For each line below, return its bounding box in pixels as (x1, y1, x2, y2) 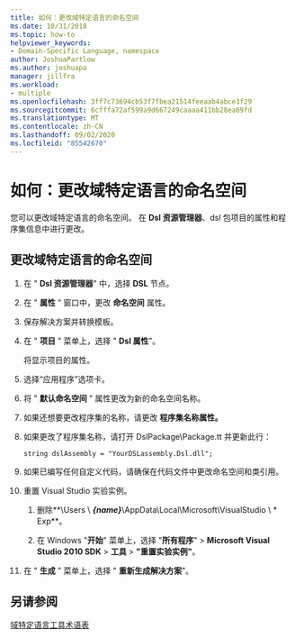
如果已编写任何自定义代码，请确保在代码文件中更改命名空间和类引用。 (22, 466, 284, 477)
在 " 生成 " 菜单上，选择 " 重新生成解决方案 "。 (22, 565, 194, 576)
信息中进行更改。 (25, 223, 89, 234)
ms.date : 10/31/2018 (10, 22, 88, 31)
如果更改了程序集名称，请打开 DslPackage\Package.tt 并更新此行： (22, 431, 273, 442)
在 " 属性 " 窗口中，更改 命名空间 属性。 (22, 296, 171, 307)
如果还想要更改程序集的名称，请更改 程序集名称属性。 (22, 412, 223, 423)
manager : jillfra (10, 72, 76, 81)
